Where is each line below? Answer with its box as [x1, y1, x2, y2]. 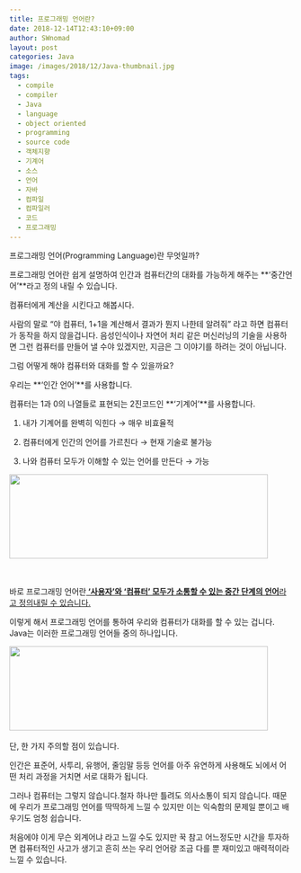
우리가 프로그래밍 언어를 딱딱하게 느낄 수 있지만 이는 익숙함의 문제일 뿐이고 [18, 801, 280, 812]
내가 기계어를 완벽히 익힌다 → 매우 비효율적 [22, 417, 174, 428]
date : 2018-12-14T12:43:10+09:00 [9, 23, 135, 33]
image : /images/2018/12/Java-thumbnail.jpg [9, 62, 175, 71]
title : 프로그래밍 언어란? [9, 14, 95, 23]
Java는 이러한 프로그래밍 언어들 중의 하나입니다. [9, 628, 178, 638]
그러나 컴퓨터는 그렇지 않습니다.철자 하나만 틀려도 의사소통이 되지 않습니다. [9, 789, 271, 800]
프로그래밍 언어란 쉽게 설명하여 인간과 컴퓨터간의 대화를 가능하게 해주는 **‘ [9, 269, 271, 280]
